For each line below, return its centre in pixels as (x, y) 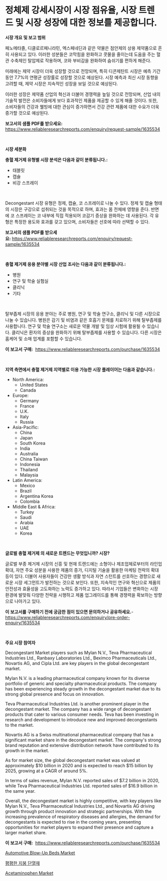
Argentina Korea (36, 496)
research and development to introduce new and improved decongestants (81, 719)
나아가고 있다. (28, 601)
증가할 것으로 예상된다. (27, 113)
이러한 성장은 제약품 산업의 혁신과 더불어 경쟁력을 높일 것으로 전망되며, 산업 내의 (83, 94)
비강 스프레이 (25, 183)
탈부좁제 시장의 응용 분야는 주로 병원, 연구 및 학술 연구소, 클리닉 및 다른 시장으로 (83, 314)
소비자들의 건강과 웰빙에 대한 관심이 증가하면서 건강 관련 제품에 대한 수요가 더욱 (82, 107)
